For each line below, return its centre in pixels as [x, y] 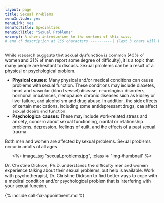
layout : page [18, 9]
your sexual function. [26, 186]
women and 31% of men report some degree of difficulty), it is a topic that [79, 60]
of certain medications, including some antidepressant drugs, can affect [85, 106]
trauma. [20, 131]
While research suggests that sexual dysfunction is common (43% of [75, 55]
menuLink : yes [20, 23]
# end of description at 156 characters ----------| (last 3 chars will [81, 41]
